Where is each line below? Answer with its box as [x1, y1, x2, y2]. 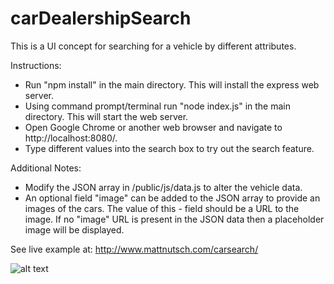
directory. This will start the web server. [24, 110, 189, 122]
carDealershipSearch [10, 7, 192, 30]
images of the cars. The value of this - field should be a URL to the [24, 202, 300, 214]
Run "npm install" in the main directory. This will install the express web [24, 78, 320, 91]
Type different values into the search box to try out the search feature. [24, 142, 315, 154]
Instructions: [10, 59, 62, 71]
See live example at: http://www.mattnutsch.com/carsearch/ [10, 243, 259, 255]
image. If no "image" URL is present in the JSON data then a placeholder [24, 213, 325, 225]
